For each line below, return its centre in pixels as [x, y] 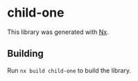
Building [25, 54]
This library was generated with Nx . [58, 32]
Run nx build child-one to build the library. [69, 70]
